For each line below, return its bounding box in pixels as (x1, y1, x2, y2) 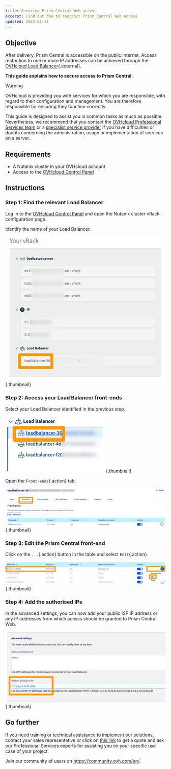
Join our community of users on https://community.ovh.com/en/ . (5, 758, 141, 764)
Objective (5, 38, 37, 47)
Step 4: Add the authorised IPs (5, 598, 82, 606)
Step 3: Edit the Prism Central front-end (5, 540, 105, 547)
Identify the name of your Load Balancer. (5, 226, 91, 232)
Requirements (5, 150, 51, 158)
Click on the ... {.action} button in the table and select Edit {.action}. (5, 551, 149, 558)
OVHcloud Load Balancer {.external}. (5, 63, 82, 69)
